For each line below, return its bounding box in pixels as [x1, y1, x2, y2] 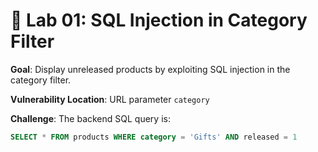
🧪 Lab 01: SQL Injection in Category [10, 9, 308, 32]
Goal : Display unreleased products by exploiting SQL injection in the [10, 63, 291, 75]
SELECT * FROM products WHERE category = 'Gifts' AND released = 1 [10, 132, 298, 142]
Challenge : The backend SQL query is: [10, 112, 171, 124]
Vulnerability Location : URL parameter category [10, 93, 210, 105]
